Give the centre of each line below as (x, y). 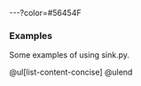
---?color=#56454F (45, 13)
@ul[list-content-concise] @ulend (71, 72)
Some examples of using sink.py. (70, 55)
